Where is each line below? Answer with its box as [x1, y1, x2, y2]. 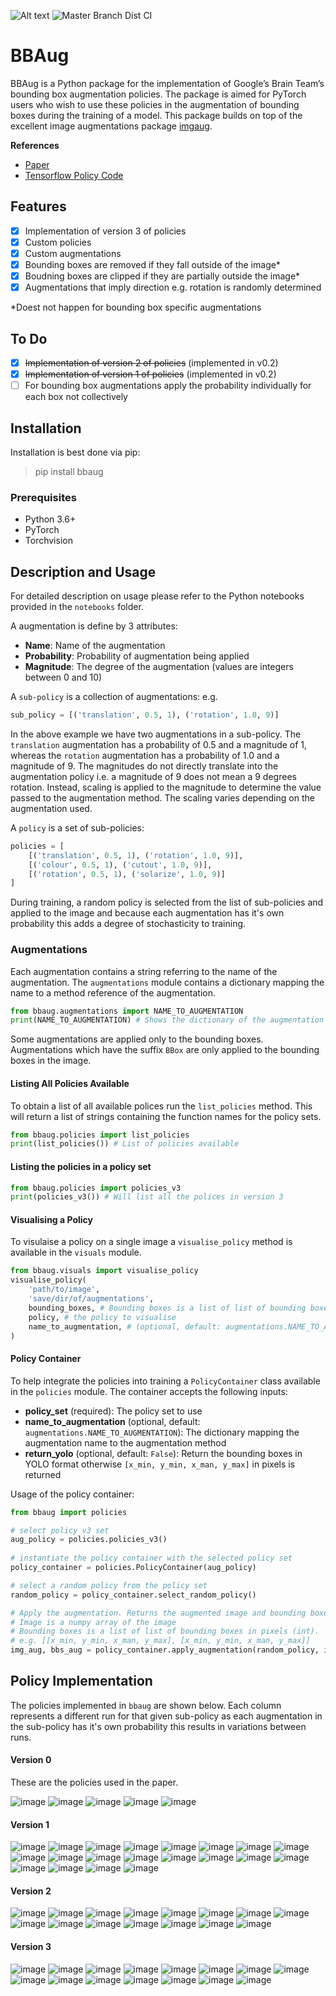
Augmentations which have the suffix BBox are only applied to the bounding [10, 1044, 320, 1056]
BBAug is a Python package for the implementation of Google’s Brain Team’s [10, 77, 325, 89]
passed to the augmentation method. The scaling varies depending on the [10, 791, 315, 804]
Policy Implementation [10, 1673, 153, 1690]
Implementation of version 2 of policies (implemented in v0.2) [24, 356, 279, 369]
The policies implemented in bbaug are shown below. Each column [10, 1699, 282, 1711]
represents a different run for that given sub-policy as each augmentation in [10, 1710, 323, 1722]
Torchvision [24, 535, 73, 547]
